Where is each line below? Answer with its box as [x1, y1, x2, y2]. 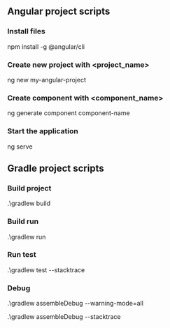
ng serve [7, 142, 33, 151]
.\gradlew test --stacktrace [7, 265, 85, 274]
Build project [7, 183, 52, 193]
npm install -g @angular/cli [7, 42, 85, 51]
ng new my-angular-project [7, 75, 86, 84]
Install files [7, 27, 45, 36]
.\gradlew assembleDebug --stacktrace [7, 313, 121, 321]
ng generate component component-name [7, 109, 131, 117]
